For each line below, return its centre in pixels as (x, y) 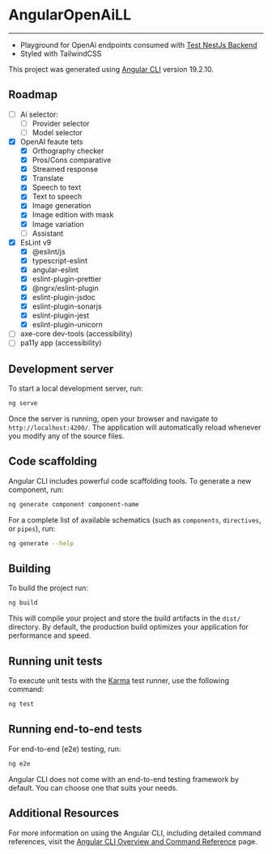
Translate (48, 178)
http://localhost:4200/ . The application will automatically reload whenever (135, 428)
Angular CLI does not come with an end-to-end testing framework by (123, 779)
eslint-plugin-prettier (67, 279)
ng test (21, 704)
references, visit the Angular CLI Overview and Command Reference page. (133, 841)
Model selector (57, 132)
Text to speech (57, 197)
